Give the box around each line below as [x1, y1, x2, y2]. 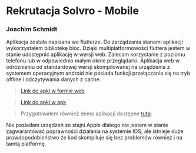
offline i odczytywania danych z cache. [6, 76, 101, 83]
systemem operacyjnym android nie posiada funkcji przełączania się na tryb [6, 69, 191, 77]
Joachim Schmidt [6, 25, 58, 34]
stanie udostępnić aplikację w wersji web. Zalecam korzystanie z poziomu [6, 51, 185, 58]
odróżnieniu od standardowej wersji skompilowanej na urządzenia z [6, 64, 170, 71]
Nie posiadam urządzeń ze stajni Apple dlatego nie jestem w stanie [6, 122, 169, 129]
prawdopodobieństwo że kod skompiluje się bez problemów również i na [6, 134, 182, 141]
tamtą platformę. [6, 140, 46, 148]
